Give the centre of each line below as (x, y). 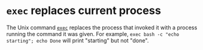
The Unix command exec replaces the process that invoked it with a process (102, 27)
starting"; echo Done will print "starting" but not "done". (78, 40)
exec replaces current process (84, 11)
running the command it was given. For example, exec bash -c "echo (93, 34)
